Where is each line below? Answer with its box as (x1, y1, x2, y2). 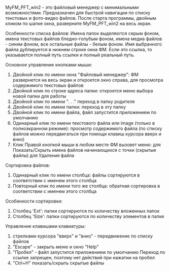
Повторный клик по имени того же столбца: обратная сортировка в (12, 183, 160, 189)
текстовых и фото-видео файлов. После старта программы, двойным (5, 15, 156, 21)
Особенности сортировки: (5, 198, 63, 204)
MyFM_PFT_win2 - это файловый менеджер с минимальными (5, 5, 139, 10)
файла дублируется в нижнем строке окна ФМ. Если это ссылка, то (5, 47, 152, 52)
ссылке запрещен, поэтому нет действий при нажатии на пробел (12, 255, 155, 260)
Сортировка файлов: (5, 162, 50, 168)
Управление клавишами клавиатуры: (5, 223, 86, 229)
